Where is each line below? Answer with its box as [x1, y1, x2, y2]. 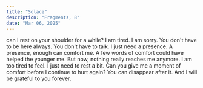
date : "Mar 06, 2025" [6, 20, 61, 26]
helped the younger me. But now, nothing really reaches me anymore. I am [6, 55, 193, 63]
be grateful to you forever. [6, 75, 72, 82]
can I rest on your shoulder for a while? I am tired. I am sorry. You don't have [6, 37, 197, 44]
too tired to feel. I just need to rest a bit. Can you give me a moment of [6, 62, 181, 69]
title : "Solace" [6, 8, 47, 15]
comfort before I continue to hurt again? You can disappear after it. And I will [6, 69, 198, 76]
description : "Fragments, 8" [6, 14, 80, 20]
